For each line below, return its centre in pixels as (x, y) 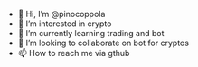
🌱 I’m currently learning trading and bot (91, 33)
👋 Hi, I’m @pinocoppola (61, 14)
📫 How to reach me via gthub (74, 53)
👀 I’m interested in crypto (65, 24)
